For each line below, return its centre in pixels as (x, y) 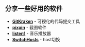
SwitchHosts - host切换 (36, 39)
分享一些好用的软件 (34, 9)
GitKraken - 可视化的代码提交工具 (46, 21)
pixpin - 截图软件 (29, 27)
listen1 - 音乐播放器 (32, 33)
